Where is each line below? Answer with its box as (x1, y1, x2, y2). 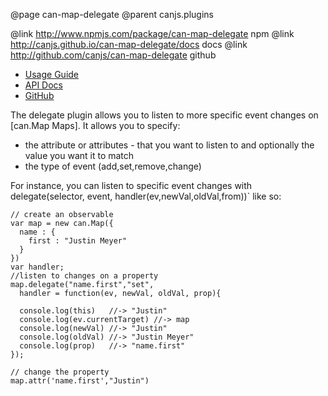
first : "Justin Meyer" (28, 236, 128, 246)
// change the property (10, 367, 110, 377)
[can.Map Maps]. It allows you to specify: (10, 120, 181, 131)
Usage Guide (24, 69, 79, 80)
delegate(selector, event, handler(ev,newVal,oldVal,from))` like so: (10, 190, 282, 202)
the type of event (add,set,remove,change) (24, 160, 202, 172)
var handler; (10, 262, 65, 272)
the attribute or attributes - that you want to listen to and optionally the (24, 139, 315, 151)
